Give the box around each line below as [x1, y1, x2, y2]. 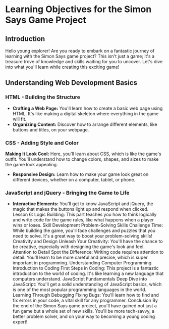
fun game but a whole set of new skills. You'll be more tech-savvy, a [12, 308, 155, 314]
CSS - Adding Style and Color [5, 139, 79, 146]
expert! [12, 319, 28, 325]
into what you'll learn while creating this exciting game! [5, 64, 120, 70]
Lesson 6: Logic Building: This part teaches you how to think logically [12, 211, 157, 218]
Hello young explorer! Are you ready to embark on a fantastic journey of [5, 48, 155, 54]
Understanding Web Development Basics [5, 78, 138, 87]
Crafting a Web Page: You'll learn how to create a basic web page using [12, 105, 163, 111]
